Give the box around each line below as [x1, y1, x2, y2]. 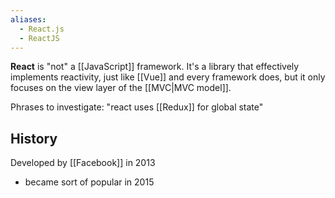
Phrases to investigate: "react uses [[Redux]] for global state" [10, 101, 264, 113]
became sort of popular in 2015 [24, 176, 155, 188]
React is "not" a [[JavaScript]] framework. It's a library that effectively [10, 61, 300, 73]
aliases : [10, 14, 47, 25]
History [10, 130, 58, 147]
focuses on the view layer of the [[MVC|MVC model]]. [10, 82, 232, 94]
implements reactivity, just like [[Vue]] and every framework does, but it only [10, 71, 326, 83]
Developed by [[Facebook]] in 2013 [10, 157, 156, 169]
